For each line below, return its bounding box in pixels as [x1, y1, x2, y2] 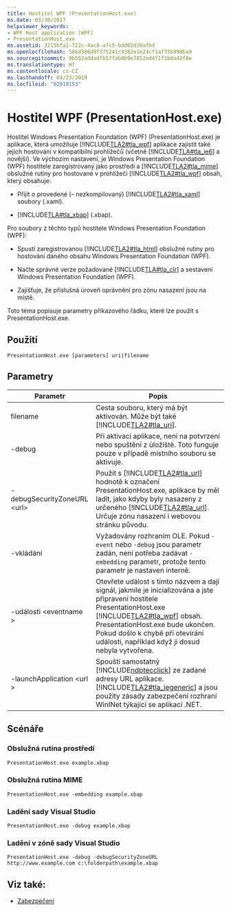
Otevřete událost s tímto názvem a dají [96, 576, 220, 586]
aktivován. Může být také [96, 411, 177, 421]
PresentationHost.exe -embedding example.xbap [7, 791, 143, 798]
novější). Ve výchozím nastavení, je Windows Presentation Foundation [7, 155, 206, 163]
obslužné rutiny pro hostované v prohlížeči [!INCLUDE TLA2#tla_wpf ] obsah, [7, 169, 222, 178]
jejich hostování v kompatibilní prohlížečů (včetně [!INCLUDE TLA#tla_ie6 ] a [7, 147, 220, 156]
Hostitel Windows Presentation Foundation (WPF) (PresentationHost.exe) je [7, 133, 221, 141]
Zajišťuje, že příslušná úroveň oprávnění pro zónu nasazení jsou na [16, 286, 206, 295]
